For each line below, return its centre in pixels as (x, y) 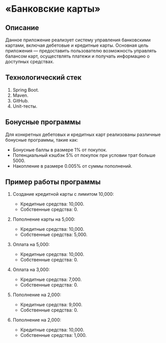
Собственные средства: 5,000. (54, 234)
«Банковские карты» (53, 9)
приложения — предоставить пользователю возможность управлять (81, 51)
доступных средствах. (30, 61)
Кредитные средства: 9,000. (51, 305)
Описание (22, 28)
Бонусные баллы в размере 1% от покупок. (60, 150)
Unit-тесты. (25, 106)
